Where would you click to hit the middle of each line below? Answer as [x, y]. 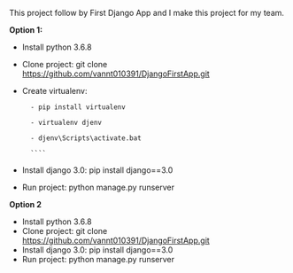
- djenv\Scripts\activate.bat [86, 138]
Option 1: [26, 30]
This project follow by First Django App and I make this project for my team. [147, 13]
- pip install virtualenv [78, 107]
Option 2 [25, 204]
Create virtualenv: [54, 91]
